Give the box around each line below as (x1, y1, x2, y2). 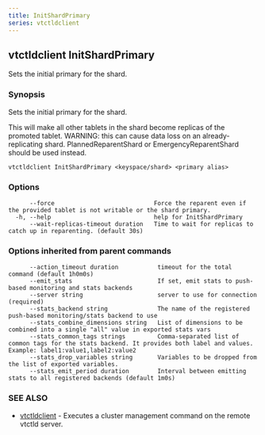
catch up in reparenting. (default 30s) (8, 227, 144, 235)
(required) (8, 298, 44, 306)
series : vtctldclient (8, 19, 80, 27)
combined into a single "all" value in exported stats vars (8, 326, 212, 334)
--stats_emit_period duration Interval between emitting (29, 368, 247, 376)
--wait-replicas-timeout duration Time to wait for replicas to (29, 219, 254, 228)
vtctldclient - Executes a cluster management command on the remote (19, 410, 251, 420)
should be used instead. (8, 147, 87, 157)
